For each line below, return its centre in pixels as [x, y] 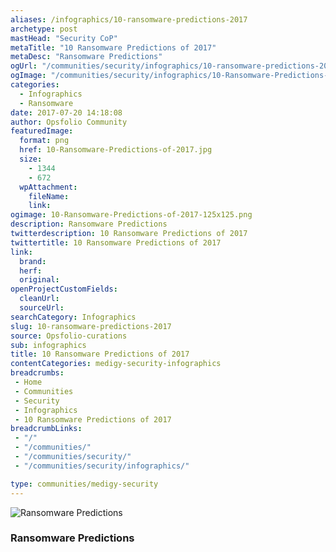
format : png [44, 141]
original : [39, 280]
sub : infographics [48, 345]
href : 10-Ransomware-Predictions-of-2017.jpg [116, 150]
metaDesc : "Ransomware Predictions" [86, 57]
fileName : [49, 196]
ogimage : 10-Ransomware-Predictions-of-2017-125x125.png [131, 215]
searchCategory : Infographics [73, 317]
